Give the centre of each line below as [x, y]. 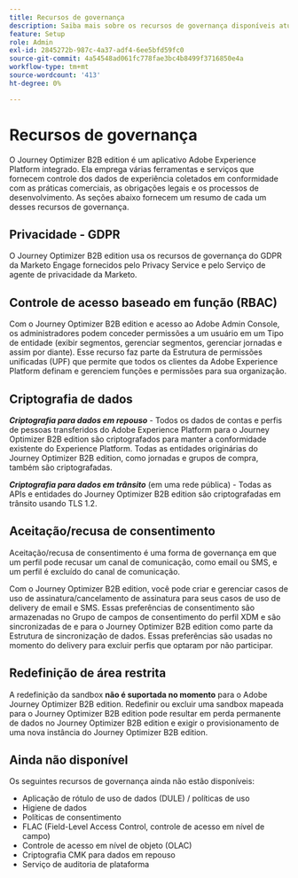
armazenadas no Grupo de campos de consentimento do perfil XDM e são [145, 616]
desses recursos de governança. [69, 207]
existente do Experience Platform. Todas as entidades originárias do [134, 448]
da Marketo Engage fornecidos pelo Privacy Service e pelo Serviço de [137, 265]
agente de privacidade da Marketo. [73, 275]
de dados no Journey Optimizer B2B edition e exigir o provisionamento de [144, 723]
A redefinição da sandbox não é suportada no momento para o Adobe [138, 694]
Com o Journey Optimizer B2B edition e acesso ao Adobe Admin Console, [145, 324]
